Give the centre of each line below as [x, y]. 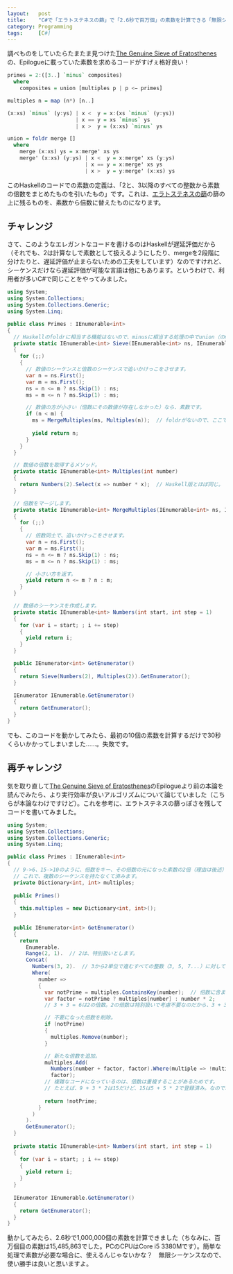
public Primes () [37, 895]
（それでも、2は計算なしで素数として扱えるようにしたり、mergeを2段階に [114, 253]
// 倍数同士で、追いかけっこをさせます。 [76, 536]
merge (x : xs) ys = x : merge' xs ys [69, 152]
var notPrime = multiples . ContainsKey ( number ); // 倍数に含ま [135, 992]
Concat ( [37, 960]
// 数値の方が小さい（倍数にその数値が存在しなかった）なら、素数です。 [115, 407]
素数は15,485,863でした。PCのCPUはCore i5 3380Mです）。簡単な [126, 1246]
